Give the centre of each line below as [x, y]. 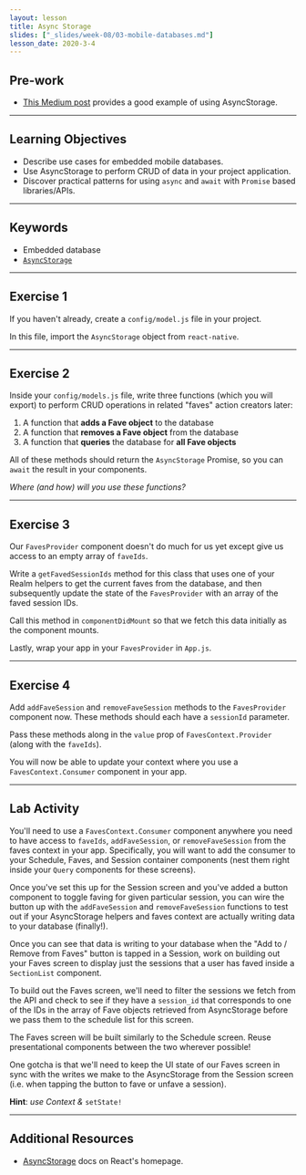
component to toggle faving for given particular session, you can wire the [147, 897]
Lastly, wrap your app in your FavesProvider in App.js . [111, 648]
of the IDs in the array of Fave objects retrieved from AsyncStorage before [149, 1010]
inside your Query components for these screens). [102, 869]
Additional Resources [71, 1139]
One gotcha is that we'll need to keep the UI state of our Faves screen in [145, 1065]
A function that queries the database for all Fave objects [129, 442]
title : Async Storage [51, 26]
